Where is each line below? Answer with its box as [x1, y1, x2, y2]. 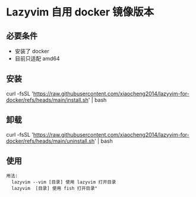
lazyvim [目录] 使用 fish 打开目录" [11, 186, 98, 192]
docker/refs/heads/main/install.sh [6, 96, 89, 104]
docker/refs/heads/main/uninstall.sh [6, 137, 95, 144]
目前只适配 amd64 [14, 55, 61, 62]
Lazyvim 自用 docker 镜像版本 [6, 5, 154, 19]
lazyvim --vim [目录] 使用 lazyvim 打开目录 [11, 179, 116, 185]
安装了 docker [14, 48, 49, 54]
